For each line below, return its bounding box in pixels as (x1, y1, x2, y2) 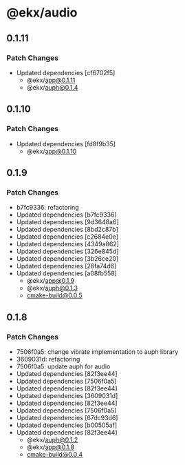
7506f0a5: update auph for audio (16, 362, 111, 370)
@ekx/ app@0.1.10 (26, 147, 77, 155)
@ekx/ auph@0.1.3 (26, 284, 78, 293)
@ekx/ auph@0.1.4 (26, 83, 78, 91)
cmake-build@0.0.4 (26, 450, 83, 458)
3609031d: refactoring (16, 355, 80, 363)
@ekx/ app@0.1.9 (26, 277, 75, 285)
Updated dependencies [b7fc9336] (16, 210, 118, 219)
